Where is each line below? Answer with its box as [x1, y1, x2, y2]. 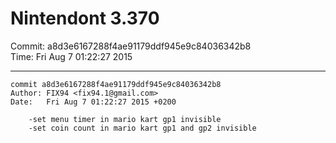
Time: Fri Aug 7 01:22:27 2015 [10, 50, 133, 62]
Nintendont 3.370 [10, 7, 160, 30]
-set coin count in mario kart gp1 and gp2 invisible [28, 123, 257, 133]
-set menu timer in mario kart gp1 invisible [28, 114, 222, 124]
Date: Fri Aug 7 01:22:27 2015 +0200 [10, 97, 177, 107]
